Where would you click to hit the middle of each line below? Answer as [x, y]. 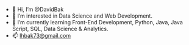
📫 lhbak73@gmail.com [41, 36]
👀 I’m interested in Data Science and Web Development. [82, 16]
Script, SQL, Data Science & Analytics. [60, 29]
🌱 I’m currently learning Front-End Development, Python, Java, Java [97, 22]
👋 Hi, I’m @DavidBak [38, 9]
